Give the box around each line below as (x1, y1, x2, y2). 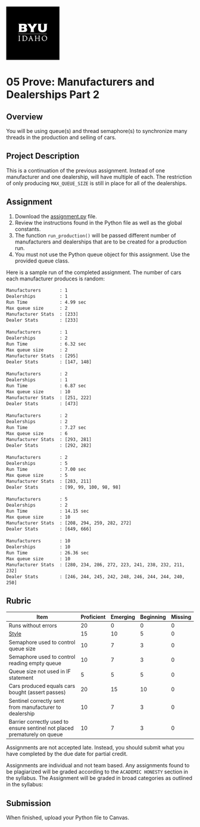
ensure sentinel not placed (8, 724, 74, 732)
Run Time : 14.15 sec (6, 508, 89, 514)
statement (8, 674, 34, 681)
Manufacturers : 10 (6, 538, 70, 544)
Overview (6, 112, 43, 122)
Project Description (6, 151, 80, 161)
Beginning (140, 613, 167, 621)
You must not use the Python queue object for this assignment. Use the (14, 251, 190, 258)
